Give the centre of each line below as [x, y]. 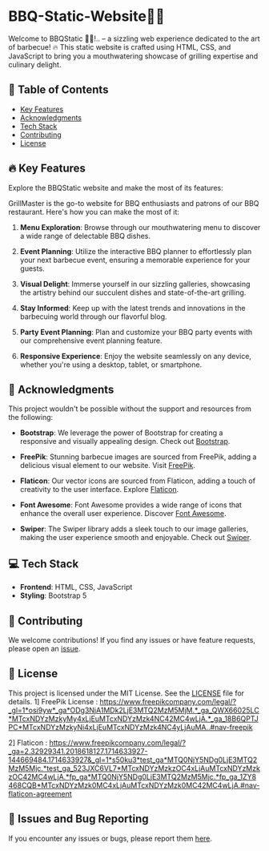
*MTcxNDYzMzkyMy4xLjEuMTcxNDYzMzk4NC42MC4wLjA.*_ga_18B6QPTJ [133, 718]
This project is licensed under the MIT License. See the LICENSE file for [126, 693]
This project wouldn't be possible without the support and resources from [130, 409]
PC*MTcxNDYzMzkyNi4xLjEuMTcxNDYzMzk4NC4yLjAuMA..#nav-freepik [131, 727]
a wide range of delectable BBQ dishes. [85, 236]
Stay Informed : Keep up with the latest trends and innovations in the [132, 308]
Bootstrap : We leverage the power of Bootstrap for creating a [121, 433]
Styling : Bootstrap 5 [53, 595]
